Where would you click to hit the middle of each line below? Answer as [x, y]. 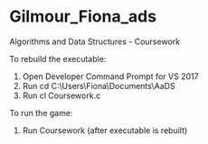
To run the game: [41, 112]
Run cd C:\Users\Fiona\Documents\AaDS [99, 85]
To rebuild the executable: [58, 58]
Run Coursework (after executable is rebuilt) [105, 130]
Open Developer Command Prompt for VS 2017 [110, 76]
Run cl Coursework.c [61, 95]
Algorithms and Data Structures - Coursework [95, 41]
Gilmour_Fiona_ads [83, 17]
